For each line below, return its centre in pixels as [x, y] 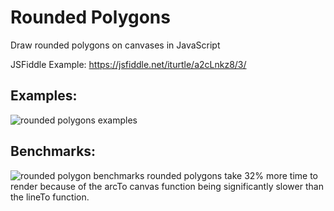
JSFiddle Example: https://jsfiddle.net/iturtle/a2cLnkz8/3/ [128, 64]
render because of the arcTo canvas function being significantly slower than [167, 186]
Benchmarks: [53, 151]
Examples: [44, 96]
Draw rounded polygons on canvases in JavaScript [115, 45]
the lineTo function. [50, 197]
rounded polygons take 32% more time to [232, 175]
